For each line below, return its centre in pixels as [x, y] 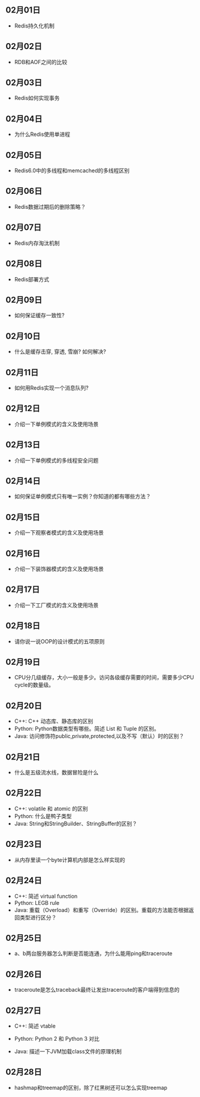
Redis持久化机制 [34, 26]
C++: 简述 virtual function [46, 896]
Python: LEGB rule [37, 902]
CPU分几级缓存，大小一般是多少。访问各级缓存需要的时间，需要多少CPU [104, 677]
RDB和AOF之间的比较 [41, 62]
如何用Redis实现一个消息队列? [51, 388]
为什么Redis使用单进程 [42, 134]
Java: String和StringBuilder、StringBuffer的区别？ [76, 823]
